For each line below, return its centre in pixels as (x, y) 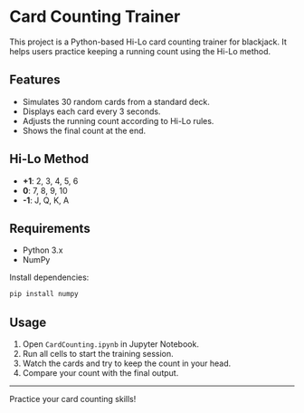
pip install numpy (44, 294)
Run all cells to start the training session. (98, 354)
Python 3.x (43, 250)
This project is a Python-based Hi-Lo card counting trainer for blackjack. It (148, 42)
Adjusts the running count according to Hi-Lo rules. (118, 120)
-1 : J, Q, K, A (46, 200)
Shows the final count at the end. (84, 130)
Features (35, 80)
